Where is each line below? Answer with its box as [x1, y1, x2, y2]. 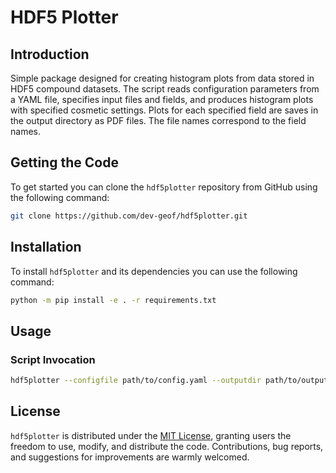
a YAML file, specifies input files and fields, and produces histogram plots [10, 94, 314, 105]
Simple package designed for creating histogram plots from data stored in [10, 72, 315, 84]
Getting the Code [10, 154, 119, 171]
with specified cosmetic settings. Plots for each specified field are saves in [10, 104, 319, 116]
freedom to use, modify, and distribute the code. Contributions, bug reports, [10, 440, 324, 452]
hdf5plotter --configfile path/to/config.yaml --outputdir [10, 376, 262, 386]
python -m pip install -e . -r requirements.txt [10, 295, 217, 305]
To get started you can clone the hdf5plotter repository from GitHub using [10, 181, 318, 193]
